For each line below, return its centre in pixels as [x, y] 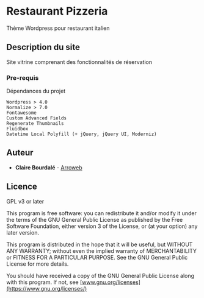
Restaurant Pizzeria [57, 11]
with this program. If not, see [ [44, 282]
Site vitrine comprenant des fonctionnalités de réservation [79, 62]
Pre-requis [23, 77]
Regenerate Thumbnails [35, 124]
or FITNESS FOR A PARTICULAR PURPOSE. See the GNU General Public [97, 257]
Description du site [43, 47]
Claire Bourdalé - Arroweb [49, 167]
